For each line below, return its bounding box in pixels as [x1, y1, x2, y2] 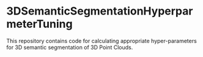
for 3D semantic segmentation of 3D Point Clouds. [6, 44, 133, 51]
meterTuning [6, 17, 73, 31]
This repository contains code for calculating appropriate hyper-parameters [6, 37, 197, 44]
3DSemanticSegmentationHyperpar [6, 4, 193, 18]
